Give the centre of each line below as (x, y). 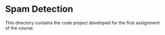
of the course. (19, 28)
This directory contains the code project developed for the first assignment (82, 23)
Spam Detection (39, 9)
